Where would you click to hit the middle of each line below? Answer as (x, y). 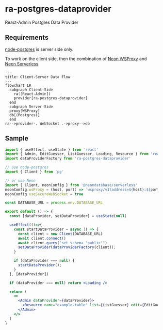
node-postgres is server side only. (39, 49)
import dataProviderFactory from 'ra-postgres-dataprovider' (68, 158)
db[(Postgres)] (25, 115)
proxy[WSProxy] (25, 111)
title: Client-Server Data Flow (38, 77)
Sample (17, 138)
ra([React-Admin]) (32, 94)
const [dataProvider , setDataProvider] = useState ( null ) (68, 216)
